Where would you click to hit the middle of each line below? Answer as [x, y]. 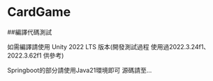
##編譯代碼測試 [30, 32]
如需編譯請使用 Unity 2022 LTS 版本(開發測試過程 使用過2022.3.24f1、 [109, 46]
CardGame [39, 12]
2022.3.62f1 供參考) [36, 55]
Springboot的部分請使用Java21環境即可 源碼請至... [80, 70]
